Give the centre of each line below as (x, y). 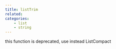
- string (23, 28)
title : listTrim (21, 9)
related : (14, 14)
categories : (17, 18)
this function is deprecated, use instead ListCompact (58, 41)
